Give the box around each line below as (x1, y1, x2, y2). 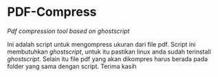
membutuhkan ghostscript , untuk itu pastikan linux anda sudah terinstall (7, 47, 211, 56)
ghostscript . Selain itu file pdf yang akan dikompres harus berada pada (7, 54, 208, 63)
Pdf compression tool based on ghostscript (7, 27, 130, 35)
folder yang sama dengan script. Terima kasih (7, 62, 137, 70)
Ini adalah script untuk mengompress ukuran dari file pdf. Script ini (7, 40, 196, 48)
